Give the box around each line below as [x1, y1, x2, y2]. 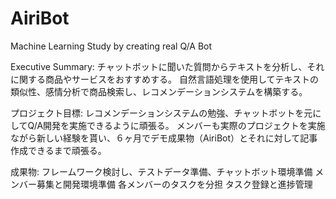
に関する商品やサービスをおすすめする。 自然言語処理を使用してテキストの [10, 73, 320, 85]
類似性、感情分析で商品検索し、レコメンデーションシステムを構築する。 [10, 85, 308, 97]
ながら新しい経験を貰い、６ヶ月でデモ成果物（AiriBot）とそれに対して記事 [10, 132, 318, 144]
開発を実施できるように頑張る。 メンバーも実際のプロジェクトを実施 [43, 119, 326, 131]
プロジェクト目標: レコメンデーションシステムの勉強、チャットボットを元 [10, 107, 313, 119]
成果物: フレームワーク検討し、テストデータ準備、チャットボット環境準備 [10, 165, 313, 177]
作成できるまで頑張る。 [10, 144, 107, 156]
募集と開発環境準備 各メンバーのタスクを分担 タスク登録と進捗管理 [36, 178, 313, 190]
